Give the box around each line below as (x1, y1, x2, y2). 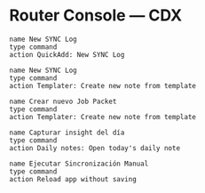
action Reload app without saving (9, 174, 138, 183)
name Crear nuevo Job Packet (9, 97, 117, 106)
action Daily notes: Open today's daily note (9, 143, 180, 152)
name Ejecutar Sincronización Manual (9, 159, 149, 168)
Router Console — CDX (9, 5, 183, 26)
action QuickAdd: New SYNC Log (9, 50, 125, 59)
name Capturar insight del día (9, 128, 125, 137)
